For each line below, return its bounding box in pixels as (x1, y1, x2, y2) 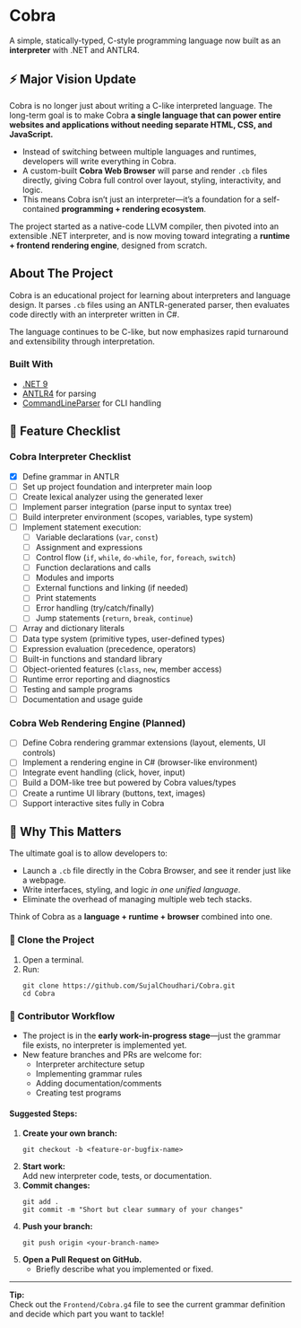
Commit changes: (21, 1180, 91, 1191)
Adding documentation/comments (35, 1078, 162, 1089)
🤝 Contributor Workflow (9, 1009, 116, 1022)
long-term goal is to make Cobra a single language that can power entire (9, 110, 281, 120)
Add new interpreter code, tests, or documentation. (21, 1171, 212, 1182)
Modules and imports (35, 572, 115, 584)
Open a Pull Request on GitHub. (21, 1254, 142, 1265)
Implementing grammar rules (35, 1069, 143, 1079)
